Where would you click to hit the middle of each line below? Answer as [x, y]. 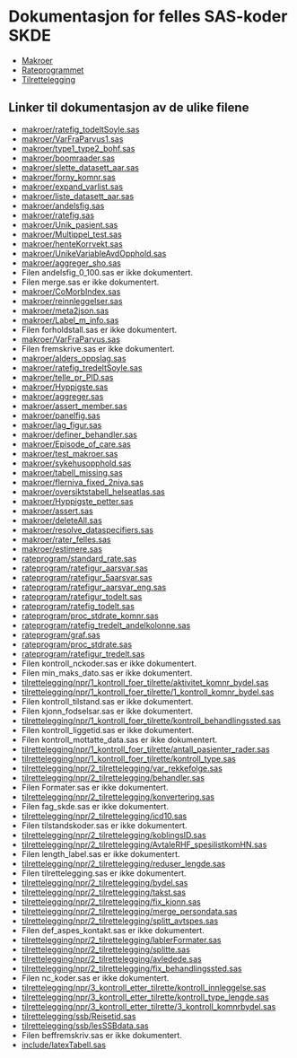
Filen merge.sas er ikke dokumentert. [90, 282]
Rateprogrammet [52, 70]
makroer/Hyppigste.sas [65, 387]
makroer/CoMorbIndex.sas [71, 291]
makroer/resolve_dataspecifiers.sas [87, 529]
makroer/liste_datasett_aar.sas [78, 196]
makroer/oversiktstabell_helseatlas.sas [93, 492]
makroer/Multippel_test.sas [71, 234]
